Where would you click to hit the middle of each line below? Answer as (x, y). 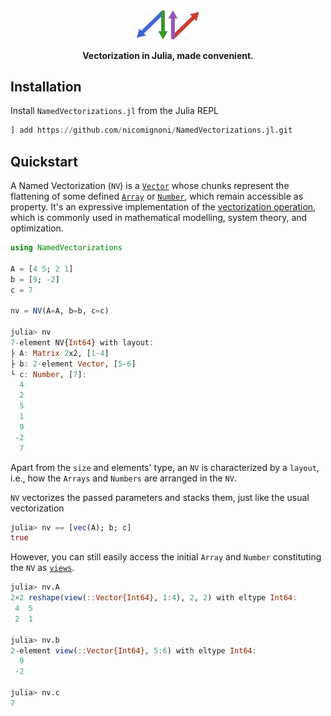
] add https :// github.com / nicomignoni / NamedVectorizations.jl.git (151, 130)
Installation (46, 86)
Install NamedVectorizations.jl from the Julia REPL (114, 111)
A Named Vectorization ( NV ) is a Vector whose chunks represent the (150, 186)
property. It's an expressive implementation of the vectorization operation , (163, 207)
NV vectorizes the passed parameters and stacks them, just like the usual (160, 497)
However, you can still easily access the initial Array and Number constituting (166, 557)
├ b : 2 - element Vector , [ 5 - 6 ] (73, 364)
